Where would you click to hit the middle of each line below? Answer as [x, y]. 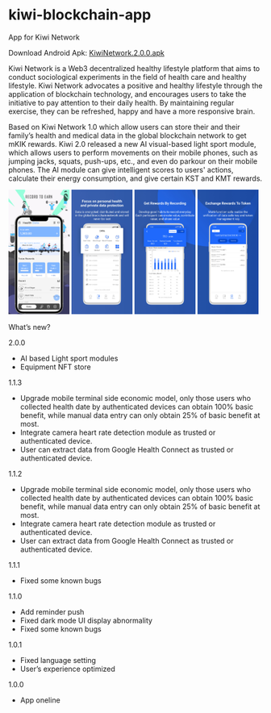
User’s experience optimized [67, 669]
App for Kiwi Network [44, 37]
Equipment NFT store [55, 367]
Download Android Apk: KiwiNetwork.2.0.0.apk [87, 52]
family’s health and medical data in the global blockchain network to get [128, 136]
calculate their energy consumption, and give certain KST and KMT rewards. [135, 178]
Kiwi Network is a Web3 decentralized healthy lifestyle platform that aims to [134, 68]
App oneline [40, 700]
